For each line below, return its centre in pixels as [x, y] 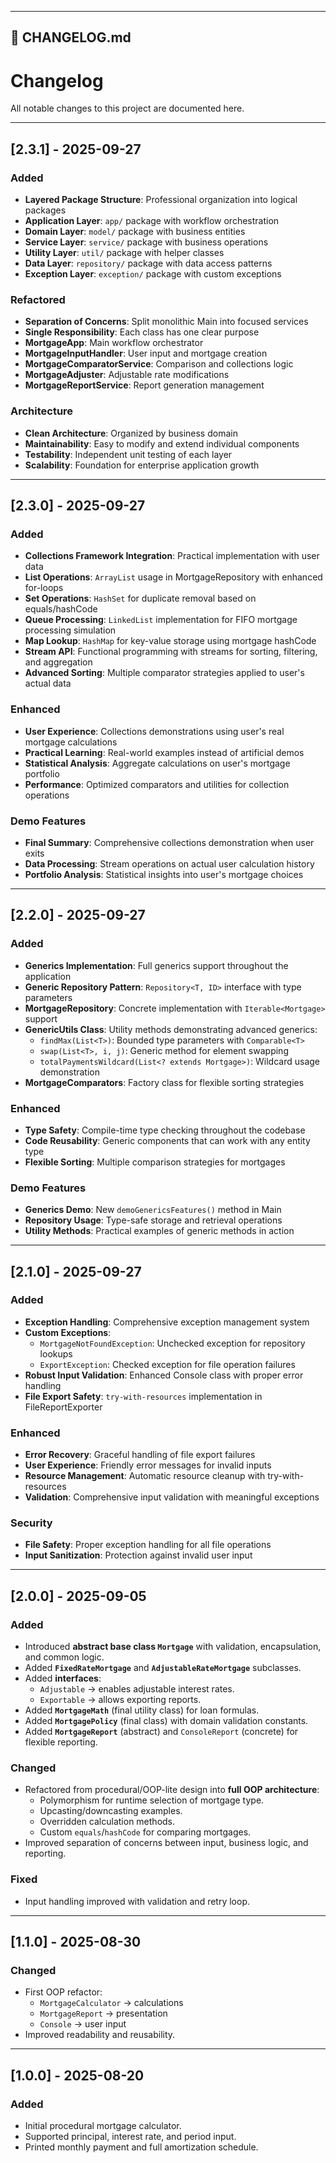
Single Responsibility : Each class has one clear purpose [142, 332]
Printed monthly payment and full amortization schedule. [141, 2147]
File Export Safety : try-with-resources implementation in [143, 1396]
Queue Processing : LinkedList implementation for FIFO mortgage [161, 620]
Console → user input [83, 2024]
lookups [56, 1353]
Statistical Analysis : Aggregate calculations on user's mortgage [157, 763]
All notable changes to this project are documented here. [127, 108]
